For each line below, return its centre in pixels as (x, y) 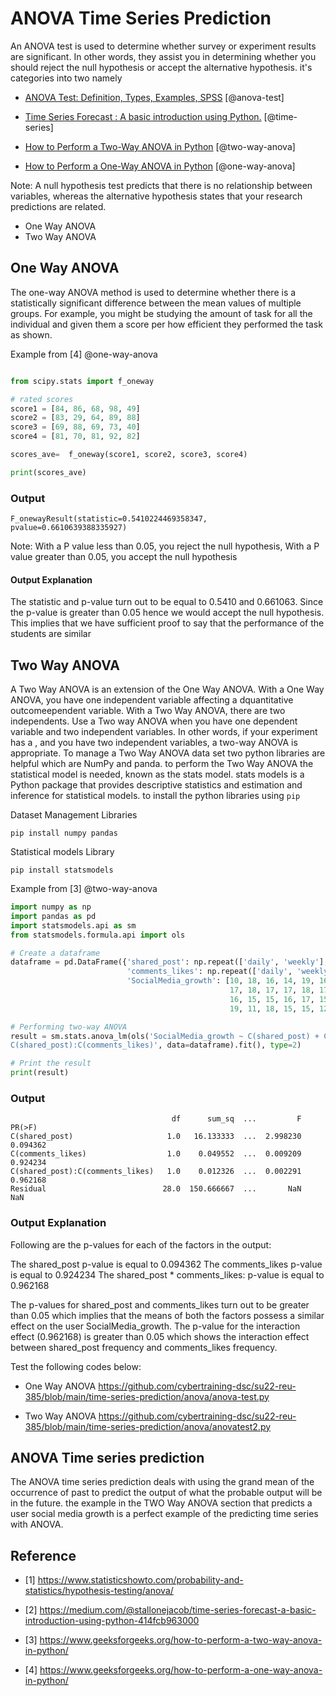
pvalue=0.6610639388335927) (69, 528)
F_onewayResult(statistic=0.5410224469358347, (109, 519)
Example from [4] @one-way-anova (84, 354)
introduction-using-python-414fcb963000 (112, 1621)
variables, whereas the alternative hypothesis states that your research (156, 196)
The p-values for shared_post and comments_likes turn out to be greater (160, 1304)
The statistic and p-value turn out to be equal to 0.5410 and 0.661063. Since (167, 602)
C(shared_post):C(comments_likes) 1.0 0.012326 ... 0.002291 (156, 1172)
